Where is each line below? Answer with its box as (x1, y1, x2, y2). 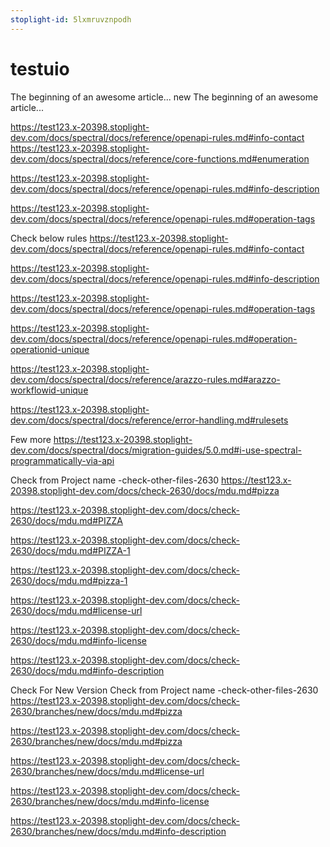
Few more (10, 433, 52, 445)
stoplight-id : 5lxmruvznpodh (10, 14, 132, 25)
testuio (10, 57, 70, 80)
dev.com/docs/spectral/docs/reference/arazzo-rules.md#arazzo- (10, 373, 281, 385)
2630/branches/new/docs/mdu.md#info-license (10, 795, 210, 807)
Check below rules (10, 232, 88, 244)
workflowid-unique (10, 384, 89, 396)
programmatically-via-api (10, 454, 115, 466)
